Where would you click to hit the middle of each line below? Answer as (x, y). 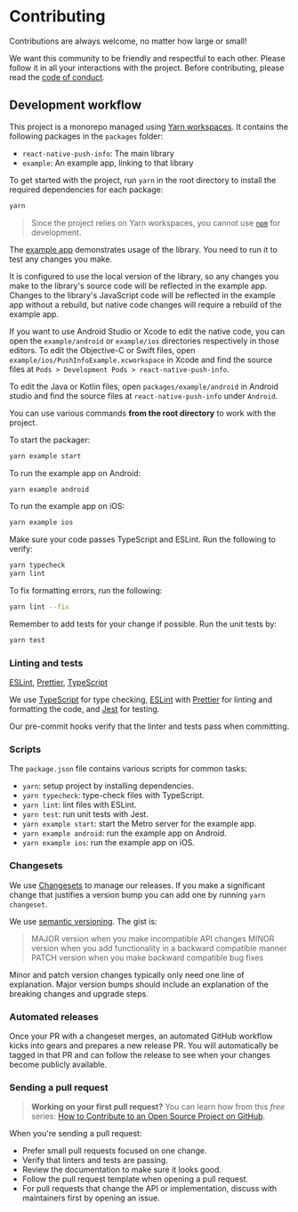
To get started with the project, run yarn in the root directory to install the (143, 180)
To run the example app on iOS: (67, 506)
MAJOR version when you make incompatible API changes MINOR (153, 938)
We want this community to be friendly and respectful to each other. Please (148, 58)
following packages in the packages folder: (86, 136)
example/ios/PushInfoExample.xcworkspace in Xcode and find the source (141, 360)
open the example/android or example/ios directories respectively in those (144, 341)
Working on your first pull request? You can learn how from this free (158, 1107)
